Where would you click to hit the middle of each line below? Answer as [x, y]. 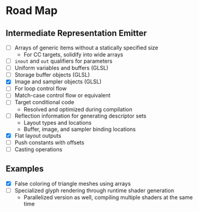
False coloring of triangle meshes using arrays [73, 183]
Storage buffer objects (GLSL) [52, 75]
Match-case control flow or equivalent [62, 96]
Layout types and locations [58, 122]
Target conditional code [44, 102]
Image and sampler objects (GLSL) [58, 82]
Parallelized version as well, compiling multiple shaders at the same [108, 197]
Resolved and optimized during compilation [78, 109]
